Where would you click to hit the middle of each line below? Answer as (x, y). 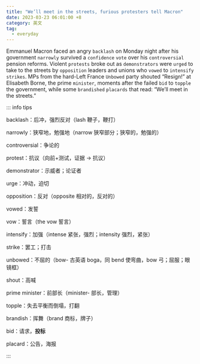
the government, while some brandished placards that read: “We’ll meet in (97, 89)
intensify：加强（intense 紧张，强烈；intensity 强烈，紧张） (80, 234)
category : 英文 (24, 23)
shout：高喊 (21, 280)
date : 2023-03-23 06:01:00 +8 (44, 17)
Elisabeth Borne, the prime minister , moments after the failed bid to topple (99, 83)
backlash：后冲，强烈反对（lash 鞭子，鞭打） (63, 120)
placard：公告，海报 (31, 344)
